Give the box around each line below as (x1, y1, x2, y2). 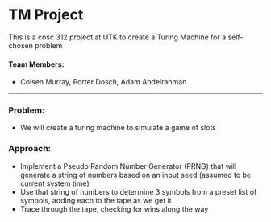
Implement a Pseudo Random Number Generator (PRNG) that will (19, 161, 237, 171)
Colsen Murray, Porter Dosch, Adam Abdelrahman (19, 77, 187, 87)
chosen (8, 40, 34, 50)
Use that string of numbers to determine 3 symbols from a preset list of (19, 187, 257, 196)
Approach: (8, 143, 52, 154)
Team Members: (8, 59, 65, 69)
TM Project (8, 6, 84, 24)
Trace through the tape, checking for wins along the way (19, 203, 209, 214)
